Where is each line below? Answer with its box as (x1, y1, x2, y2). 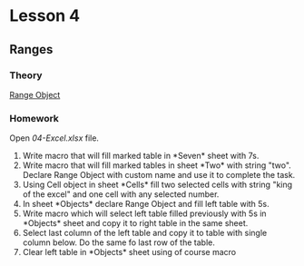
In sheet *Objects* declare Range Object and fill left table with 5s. (22, 199, 270, 210)
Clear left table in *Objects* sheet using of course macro (22, 247, 237, 258)
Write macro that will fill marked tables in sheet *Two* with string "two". (22, 160, 292, 171)
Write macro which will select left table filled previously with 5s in (22, 208, 267, 219)
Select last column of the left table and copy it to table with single (22, 228, 268, 239)
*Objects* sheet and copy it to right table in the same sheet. (22, 218, 249, 229)
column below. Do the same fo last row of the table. (22, 237, 215, 248)
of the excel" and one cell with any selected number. (22, 189, 220, 200)
